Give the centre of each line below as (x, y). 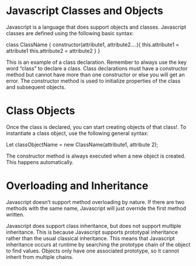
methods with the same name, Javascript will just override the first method (96, 208)
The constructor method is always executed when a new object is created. (96, 156)
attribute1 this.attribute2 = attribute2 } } (53, 50)
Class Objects (41, 111)
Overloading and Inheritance (77, 186)
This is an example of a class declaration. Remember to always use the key (97, 62)
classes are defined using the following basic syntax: (70, 33)
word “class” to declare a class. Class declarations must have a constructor (97, 68)
